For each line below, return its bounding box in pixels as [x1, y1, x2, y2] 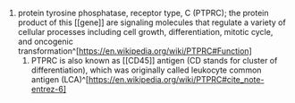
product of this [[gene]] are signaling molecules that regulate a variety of [17, 17, 286, 28]
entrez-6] [30, 84, 67, 94]
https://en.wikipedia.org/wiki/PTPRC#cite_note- [88, 74, 265, 84]
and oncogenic [17, 36, 73, 47]
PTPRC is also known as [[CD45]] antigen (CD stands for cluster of [30, 56, 278, 65]
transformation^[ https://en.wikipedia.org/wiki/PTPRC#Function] [17, 46, 252, 56]
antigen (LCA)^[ [30, 74, 89, 84]
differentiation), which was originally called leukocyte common [30, 64, 262, 75]
